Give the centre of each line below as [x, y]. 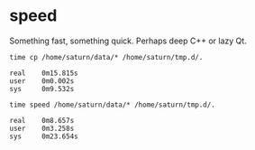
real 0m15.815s [44, 73]
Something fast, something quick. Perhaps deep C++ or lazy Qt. [128, 41]
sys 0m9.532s [42, 89]
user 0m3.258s [42, 128]
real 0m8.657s [42, 120]
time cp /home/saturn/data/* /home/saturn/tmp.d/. [106, 57]
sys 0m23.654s [44, 136]
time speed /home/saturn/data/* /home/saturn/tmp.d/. [113, 105]
